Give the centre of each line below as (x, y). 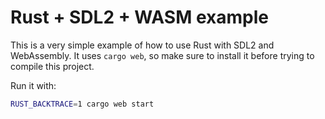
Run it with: (33, 85)
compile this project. (52, 66)
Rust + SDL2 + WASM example (139, 17)
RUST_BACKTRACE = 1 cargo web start (82, 104)
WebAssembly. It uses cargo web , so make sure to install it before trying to (162, 55)
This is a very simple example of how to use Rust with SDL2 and (142, 45)
